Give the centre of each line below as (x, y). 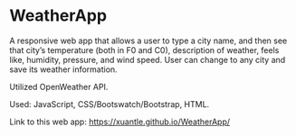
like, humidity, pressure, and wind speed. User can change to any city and (148, 59)
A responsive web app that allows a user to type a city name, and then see (148, 41)
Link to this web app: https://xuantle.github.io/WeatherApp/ (120, 122)
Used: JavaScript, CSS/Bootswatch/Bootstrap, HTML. (110, 104)
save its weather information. (63, 69)
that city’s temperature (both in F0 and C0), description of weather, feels (144, 50)
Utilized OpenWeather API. (59, 86)
